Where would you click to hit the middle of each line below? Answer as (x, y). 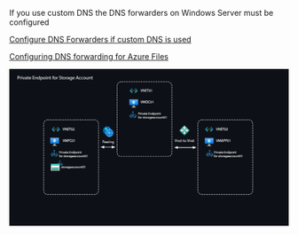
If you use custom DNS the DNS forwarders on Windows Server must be (141, 13)
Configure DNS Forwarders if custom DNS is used (101, 39)
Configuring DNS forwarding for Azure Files (89, 56)
